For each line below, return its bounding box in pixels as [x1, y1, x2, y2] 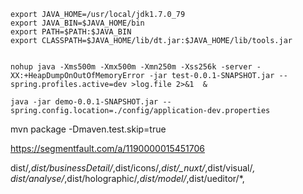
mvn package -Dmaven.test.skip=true [10, 123, 167, 135]
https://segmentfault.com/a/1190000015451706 [10, 143, 206, 154]
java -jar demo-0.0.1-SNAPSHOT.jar [10, 97, 159, 107]
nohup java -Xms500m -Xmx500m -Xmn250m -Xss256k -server [10, 62, 253, 72]
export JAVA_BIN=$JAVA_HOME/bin [10, 18, 145, 28]
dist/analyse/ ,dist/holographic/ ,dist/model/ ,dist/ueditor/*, [10, 173, 245, 184]
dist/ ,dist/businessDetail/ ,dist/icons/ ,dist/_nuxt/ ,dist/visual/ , [10, 162, 256, 174]
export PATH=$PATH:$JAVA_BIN [10, 27, 132, 37]
